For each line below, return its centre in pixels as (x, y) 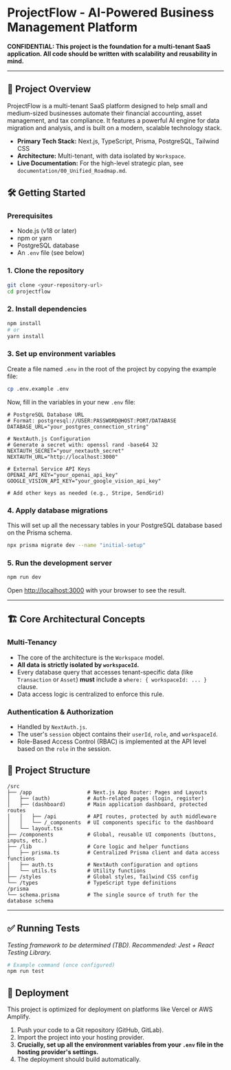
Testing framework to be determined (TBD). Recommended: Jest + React (111, 945)
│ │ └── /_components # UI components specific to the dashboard (110, 822)
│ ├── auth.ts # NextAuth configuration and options (102, 865)
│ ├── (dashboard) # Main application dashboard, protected (107, 804)
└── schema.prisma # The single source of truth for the (102, 895)
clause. (27, 686)
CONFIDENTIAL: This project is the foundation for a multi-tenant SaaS (109, 46)
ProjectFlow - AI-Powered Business (111, 13)
